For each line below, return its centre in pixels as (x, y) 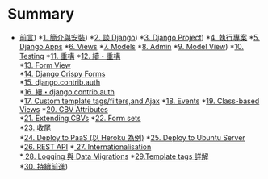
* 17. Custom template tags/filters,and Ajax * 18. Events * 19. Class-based (139, 101)
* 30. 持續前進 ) (44, 166)
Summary (41, 14)
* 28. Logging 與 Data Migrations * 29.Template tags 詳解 (114, 156)
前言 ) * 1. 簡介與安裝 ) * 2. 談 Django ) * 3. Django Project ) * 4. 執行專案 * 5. (139, 37)
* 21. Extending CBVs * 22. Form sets (80, 118)
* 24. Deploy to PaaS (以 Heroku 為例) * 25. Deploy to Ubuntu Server (132, 137)
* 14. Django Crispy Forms (62, 73)
